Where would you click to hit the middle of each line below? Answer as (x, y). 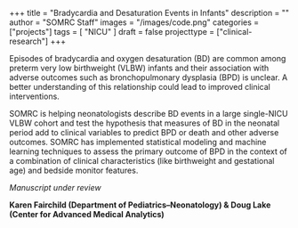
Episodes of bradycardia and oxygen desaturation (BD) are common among (148, 58)
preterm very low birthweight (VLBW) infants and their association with (139, 68)
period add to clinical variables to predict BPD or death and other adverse (144, 132)
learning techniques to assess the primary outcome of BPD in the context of (148, 151)
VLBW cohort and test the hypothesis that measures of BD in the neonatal (145, 123)
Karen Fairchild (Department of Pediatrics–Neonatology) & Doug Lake (140, 205)
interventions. (34, 96)
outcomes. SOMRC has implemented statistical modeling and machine (138, 142)
